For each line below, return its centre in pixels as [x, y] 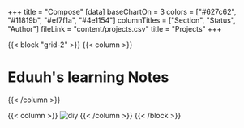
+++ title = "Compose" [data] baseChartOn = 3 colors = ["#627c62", [122, 12]
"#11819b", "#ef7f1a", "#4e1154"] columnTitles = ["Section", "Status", [122, 20]
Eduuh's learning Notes [88, 77]
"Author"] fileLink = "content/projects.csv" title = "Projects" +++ [115, 29]
